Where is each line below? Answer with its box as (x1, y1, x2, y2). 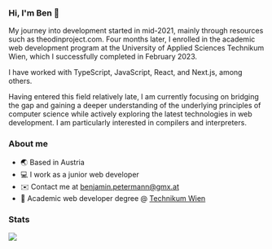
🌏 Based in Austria (20, 157, 86, 167)
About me (8, 138, 49, 150)
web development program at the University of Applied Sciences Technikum (8, 43, 265, 53)
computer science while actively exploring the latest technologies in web (8, 109, 252, 119)
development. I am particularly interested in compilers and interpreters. (8, 118, 247, 128)
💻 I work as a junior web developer (20, 169, 140, 179)
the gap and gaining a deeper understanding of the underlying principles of (8, 101, 261, 111)
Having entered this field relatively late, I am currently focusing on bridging (8, 92, 259, 102)
